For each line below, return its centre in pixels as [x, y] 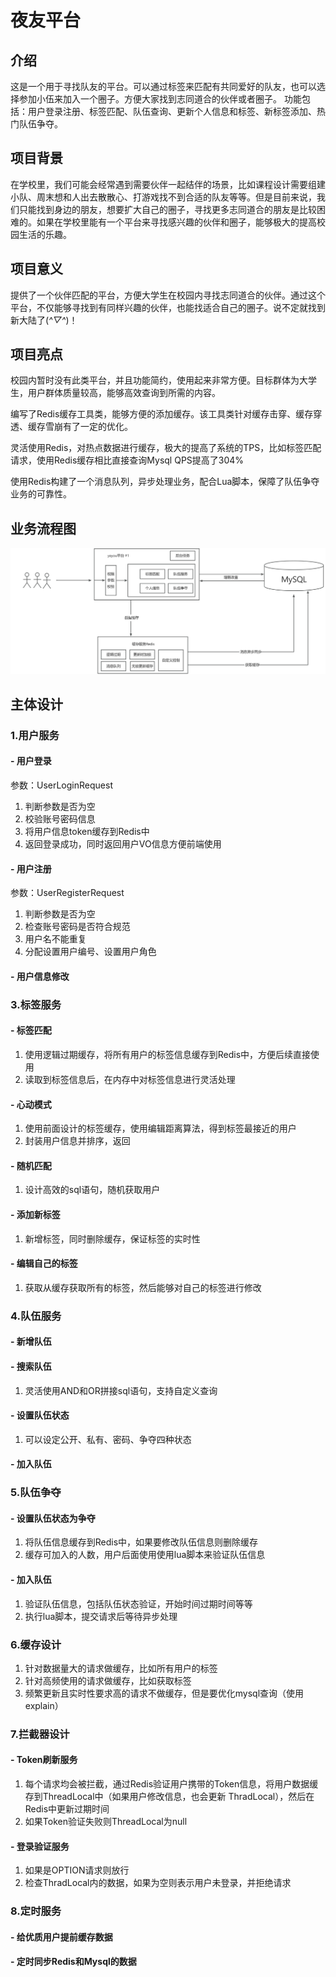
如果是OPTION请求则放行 [77, 1870]
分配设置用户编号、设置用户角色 [90, 952]
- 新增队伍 [31, 1342]
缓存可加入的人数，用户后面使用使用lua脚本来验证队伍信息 [145, 1555]
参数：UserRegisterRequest [67, 893]
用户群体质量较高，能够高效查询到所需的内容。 [124, 393]
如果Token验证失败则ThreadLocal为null [106, 1822]
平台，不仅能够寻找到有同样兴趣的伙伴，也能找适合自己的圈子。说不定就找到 [168, 307]
